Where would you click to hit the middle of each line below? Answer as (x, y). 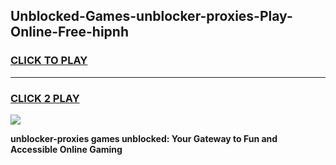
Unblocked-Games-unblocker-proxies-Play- (151, 16)
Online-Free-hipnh (69, 32)
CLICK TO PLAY (49, 61)
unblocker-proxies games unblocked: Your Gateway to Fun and (144, 138)
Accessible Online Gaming (66, 149)
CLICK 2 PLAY (45, 98)
